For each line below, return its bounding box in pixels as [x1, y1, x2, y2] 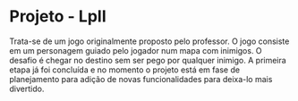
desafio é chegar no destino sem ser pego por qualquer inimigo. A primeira [9, 55, 286, 65]
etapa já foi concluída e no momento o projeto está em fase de [9, 64, 240, 75]
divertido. [9, 83, 45, 94]
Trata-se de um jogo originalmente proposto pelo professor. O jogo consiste [9, 36, 290, 46]
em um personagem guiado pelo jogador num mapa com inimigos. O [9, 45, 262, 55]
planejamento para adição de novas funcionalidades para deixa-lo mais [9, 73, 273, 84]
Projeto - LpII [9, 6, 107, 27]
